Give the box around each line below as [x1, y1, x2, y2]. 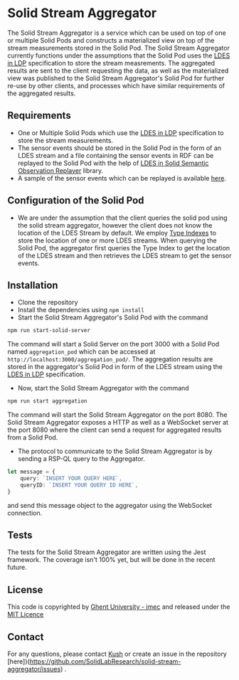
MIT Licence [7, 610, 44, 619]
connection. [7, 509, 43, 517]
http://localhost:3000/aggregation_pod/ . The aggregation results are [7, 355, 213, 363]
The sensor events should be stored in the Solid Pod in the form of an [17, 144, 222, 152]
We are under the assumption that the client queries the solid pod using [17, 213, 228, 222]
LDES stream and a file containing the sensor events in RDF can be [17, 151, 214, 159]
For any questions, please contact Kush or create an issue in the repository [7, 649, 228, 659]
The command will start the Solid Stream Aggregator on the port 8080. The [7, 410, 228, 419]
